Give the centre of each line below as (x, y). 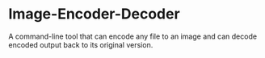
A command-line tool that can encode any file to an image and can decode (132, 36)
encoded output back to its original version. (81, 44)
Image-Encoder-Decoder (94, 14)
